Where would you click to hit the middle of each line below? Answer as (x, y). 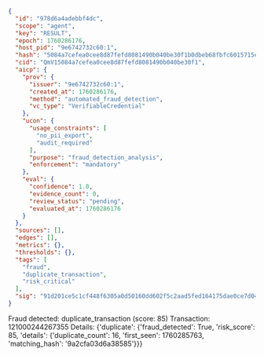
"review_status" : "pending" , (77, 201)
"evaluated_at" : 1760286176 (75, 208)
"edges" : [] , (37, 238)
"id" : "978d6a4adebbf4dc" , (59, 18)
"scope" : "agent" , (46, 26)
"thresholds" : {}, (46, 252)
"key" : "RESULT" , (44, 33)
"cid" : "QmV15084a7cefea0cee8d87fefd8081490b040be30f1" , (110, 63)
